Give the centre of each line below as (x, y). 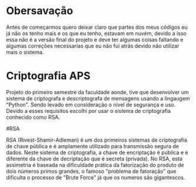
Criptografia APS (48, 76)
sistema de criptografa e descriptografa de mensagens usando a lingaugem (98, 98)
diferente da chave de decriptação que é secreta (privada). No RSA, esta (94, 158)
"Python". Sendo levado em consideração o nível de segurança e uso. (91, 105)
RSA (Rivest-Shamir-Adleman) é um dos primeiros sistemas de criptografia (97, 140)
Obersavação (40, 11)
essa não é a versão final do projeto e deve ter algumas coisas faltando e (95, 39)
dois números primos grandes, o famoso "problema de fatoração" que (91, 171)
